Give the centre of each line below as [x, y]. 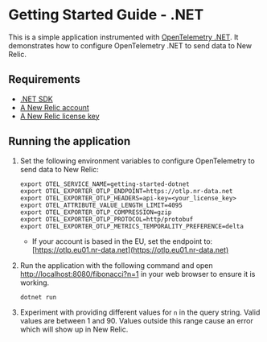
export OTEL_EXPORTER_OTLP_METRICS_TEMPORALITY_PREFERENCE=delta [131, 226]
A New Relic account [55, 107]
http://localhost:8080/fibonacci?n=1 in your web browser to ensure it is [138, 274]
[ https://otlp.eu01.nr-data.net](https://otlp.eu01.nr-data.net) [130, 249]
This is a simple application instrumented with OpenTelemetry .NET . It [123, 37]
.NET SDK [37, 99]
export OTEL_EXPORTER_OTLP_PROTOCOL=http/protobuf [107, 219]
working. [35, 282]
